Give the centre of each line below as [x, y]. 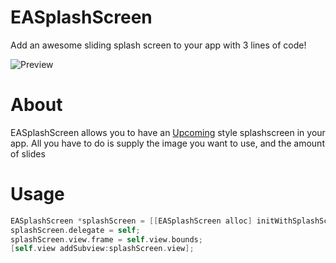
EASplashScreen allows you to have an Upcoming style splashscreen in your [168, 132]
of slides [28, 153]
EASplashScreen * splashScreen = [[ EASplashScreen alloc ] [131, 221]
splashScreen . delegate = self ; [75, 230]
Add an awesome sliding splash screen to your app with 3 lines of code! [158, 45]
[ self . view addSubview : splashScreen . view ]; [102, 249]
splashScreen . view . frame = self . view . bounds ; [106, 239]
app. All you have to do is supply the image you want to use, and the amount [167, 143]
